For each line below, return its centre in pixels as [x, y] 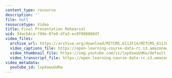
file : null [17, 19]
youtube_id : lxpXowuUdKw [36, 67]
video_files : [19, 39]
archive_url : [24, 44]
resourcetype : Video [27, 24]
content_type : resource [31, 10]
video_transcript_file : [35, 58]
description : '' [23, 15]
